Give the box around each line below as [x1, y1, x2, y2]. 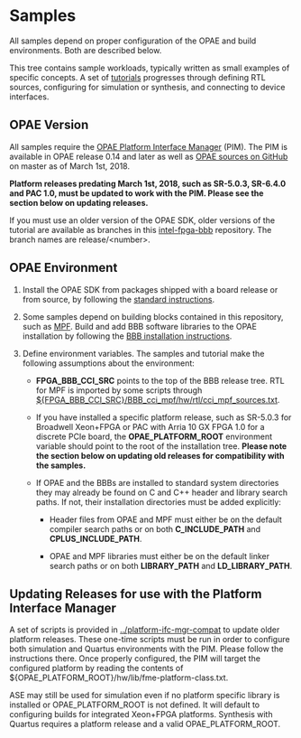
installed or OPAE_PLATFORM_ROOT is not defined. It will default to [9, 699, 260, 710]
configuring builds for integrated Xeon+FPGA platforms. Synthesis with [9, 709, 273, 720]
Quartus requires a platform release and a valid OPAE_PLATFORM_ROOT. [9, 719, 281, 730]
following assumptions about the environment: [22, 358, 196, 369]
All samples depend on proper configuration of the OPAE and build [9, 35, 257, 46]
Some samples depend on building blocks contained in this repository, [22, 311, 284, 322]
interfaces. [9, 91, 50, 102]
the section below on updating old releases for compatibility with [35, 450, 285, 461]
